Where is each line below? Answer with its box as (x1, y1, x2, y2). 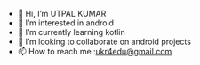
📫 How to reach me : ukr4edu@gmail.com (17, 47, 172, 56)
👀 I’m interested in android (17, 18, 114, 28)
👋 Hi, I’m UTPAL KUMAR (17, 9, 107, 18)
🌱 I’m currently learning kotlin (17, 27, 126, 37)
